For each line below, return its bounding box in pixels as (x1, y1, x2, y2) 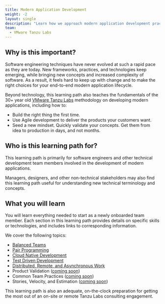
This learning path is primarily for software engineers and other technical (5, 154, 153, 160)
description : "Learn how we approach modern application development (5, 21, 151, 26)
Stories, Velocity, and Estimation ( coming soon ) (12, 278, 108, 284)
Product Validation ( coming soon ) (12, 268, 80, 274)
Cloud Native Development (12, 252, 67, 258)
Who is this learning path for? (5, 142, 98, 150)
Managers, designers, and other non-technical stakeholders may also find (5, 175, 155, 181)
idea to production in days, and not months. (12, 127, 101, 133)
